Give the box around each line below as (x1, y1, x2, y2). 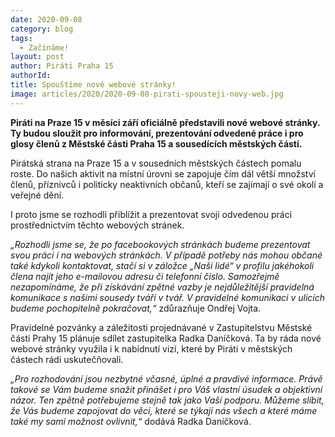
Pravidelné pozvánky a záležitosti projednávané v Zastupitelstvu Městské (10, 321, 313, 333)
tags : (10, 33, 33, 43)
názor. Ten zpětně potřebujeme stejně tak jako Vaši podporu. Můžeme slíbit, (10, 394, 325, 406)
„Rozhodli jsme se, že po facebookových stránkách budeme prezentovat (10, 238, 311, 250)
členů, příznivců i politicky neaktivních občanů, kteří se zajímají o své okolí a (10, 178, 324, 190)
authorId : (10, 71, 52, 81)
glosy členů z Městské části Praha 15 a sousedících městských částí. (10, 137, 303, 150)
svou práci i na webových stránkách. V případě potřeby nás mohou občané (10, 249, 323, 261)
